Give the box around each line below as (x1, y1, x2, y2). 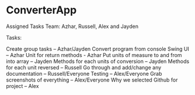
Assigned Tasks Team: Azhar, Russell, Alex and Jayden (6, 23, 139, 30)
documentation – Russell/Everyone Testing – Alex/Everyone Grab (6, 70, 162, 77)
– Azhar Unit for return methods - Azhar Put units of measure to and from (6, 51, 182, 58)
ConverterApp (6, 3, 77, 17)
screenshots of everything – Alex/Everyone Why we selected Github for (6, 76, 178, 83)
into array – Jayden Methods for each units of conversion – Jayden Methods (6, 58, 190, 65)
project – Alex (6, 82, 39, 89)
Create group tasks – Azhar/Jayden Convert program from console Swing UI (6, 45, 190, 52)
